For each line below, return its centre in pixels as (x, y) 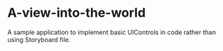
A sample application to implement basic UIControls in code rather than (112, 32)
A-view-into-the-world (77, 13)
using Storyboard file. (39, 39)
